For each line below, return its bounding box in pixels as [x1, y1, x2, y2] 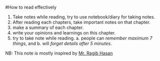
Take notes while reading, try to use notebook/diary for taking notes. [12, 14, 155, 19]
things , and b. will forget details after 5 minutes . [12, 40, 112, 46]
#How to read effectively [5, 4, 57, 10]
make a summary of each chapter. [12, 24, 84, 30]
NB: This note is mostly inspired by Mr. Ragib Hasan [5, 50, 113, 56]
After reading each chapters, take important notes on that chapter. [12, 19, 150, 25]
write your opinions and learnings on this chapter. [12, 30, 116, 35]
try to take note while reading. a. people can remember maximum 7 [12, 35, 152, 41]
